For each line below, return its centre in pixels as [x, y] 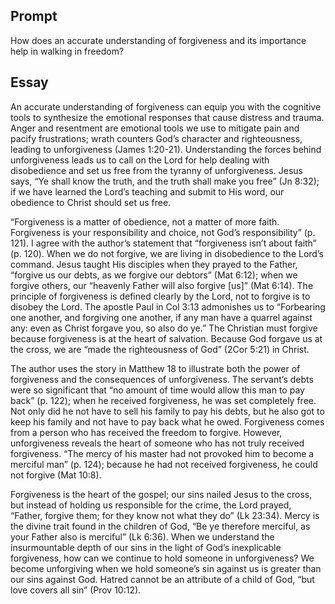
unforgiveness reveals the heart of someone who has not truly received [157, 443]
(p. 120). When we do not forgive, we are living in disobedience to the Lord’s [167, 253]
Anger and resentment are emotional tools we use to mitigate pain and [155, 128]
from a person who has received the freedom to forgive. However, [146, 432]
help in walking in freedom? [67, 51]
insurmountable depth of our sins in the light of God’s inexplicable [146, 547]
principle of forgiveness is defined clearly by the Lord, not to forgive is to [160, 296]
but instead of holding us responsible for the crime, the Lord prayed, [151, 505]
